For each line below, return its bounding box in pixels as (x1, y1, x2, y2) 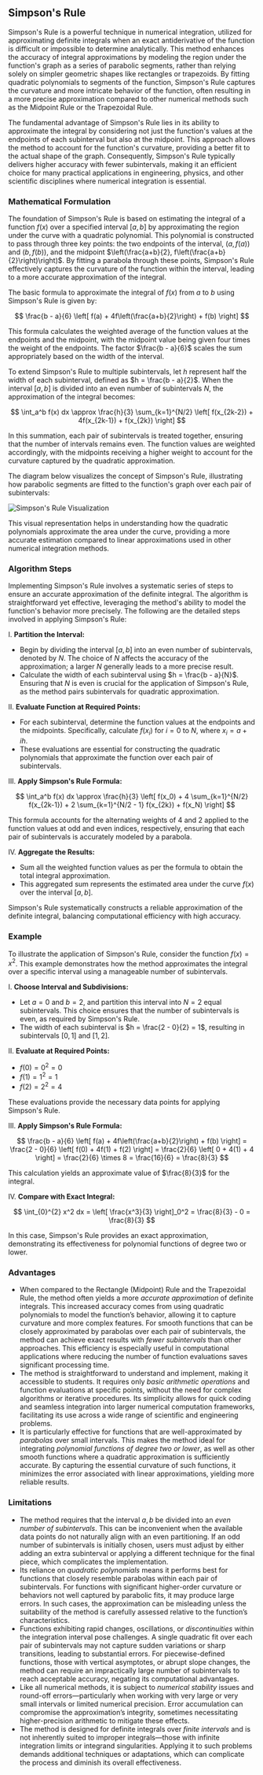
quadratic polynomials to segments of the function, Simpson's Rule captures (8, 77, 256, 87)
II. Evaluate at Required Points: (8, 1047, 110, 1056)
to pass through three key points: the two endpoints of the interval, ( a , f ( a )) (8, 239, 250, 249)
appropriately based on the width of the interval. (8, 352, 165, 361)
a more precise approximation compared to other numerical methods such (8, 94, 249, 103)
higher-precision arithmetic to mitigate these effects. (19, 1716, 190, 1725)
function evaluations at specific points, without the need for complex (19, 1385, 242, 1395)
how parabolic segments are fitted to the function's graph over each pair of (8, 480, 252, 489)
